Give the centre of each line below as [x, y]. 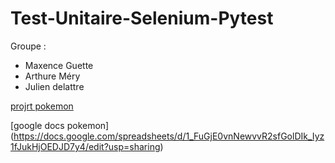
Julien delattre [54, 86]
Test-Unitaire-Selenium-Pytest [142, 18]
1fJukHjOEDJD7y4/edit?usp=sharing [85, 146]
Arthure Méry [52, 76]
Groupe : [28, 46]
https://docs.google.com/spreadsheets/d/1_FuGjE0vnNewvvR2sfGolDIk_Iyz [169, 136]
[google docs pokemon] [60, 125]
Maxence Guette [59, 65]
